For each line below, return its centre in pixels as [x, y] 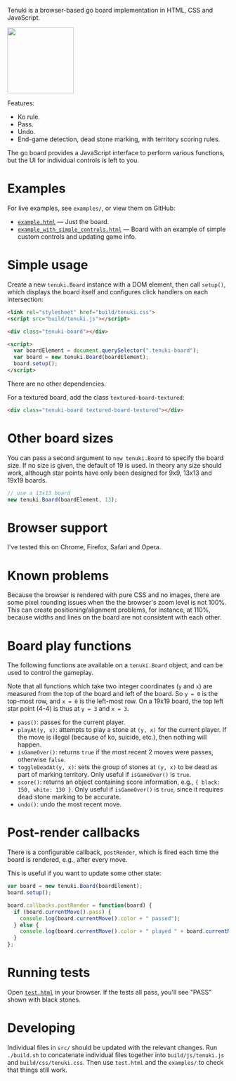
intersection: [25, 299]
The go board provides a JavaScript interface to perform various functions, [116, 153]
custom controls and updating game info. [77, 236]
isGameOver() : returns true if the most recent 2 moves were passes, [115, 752]
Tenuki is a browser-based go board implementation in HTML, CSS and [110, 10]
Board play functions [70, 646]
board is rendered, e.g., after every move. [67, 860]
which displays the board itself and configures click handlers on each [108, 291]
